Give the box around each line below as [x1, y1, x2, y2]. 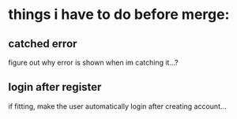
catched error [8, 37, 77, 50]
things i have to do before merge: [8, 6, 230, 24]
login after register [8, 80, 102, 94]
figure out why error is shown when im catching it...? [8, 58, 179, 67]
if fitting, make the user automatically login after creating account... [8, 101, 227, 111]
